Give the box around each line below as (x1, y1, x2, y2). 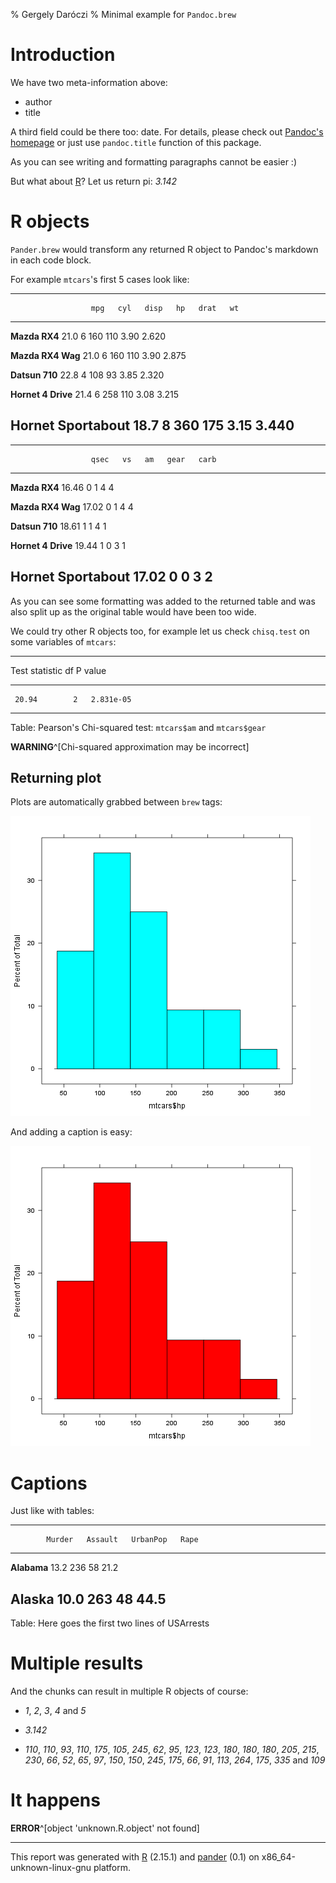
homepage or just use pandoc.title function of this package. (10, 136, 262, 148)
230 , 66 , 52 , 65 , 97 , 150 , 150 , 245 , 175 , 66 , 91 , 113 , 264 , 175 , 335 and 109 (24, 1754, 326, 1766)
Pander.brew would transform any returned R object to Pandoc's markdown (10, 243, 319, 255)
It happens (10, 1789, 101, 1812)
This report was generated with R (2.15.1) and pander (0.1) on (10, 1850, 260, 1863)
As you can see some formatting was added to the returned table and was (10, 595, 316, 607)
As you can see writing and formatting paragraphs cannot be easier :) (10, 155, 298, 168)
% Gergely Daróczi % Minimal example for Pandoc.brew (10, 9, 237, 20)
